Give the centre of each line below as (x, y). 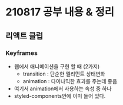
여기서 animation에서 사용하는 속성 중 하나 (63, 88)
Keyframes (21, 52)
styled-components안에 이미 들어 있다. (60, 96)
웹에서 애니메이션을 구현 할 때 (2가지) (57, 66)
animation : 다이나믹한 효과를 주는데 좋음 (70, 81)
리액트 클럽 (24, 36)
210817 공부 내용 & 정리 (60, 12)
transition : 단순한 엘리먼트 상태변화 (64, 74)
